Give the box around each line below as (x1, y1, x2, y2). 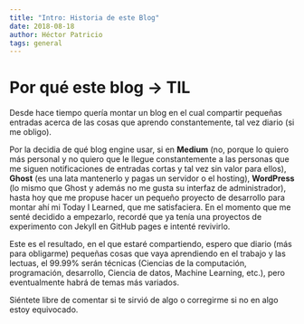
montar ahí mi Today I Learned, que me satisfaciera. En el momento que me (9, 202, 291, 213)
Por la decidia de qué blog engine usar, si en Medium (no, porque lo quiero (9, 144, 290, 155)
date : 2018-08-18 (9, 22, 75, 31)
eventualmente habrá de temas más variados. (9, 277, 179, 288)
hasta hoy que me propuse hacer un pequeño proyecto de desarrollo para (9, 192, 285, 204)
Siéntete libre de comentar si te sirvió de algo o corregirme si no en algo (9, 295, 279, 306)
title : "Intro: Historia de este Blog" (9, 13, 160, 23)
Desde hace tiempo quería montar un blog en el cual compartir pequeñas (9, 108, 282, 119)
